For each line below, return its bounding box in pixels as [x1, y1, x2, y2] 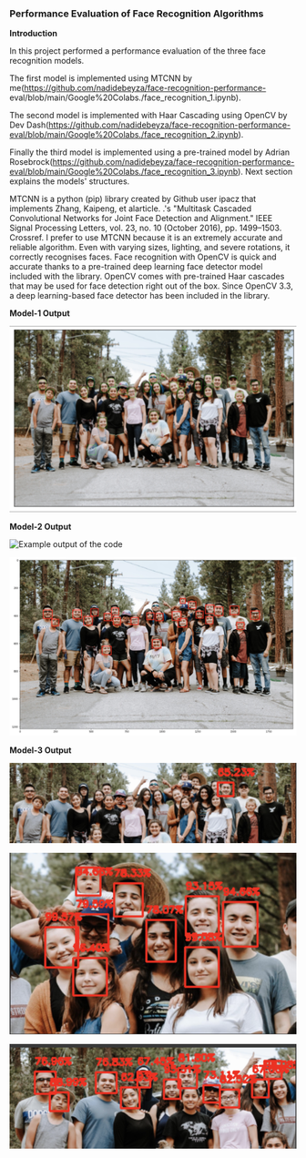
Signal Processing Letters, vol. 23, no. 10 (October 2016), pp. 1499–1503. [9, 222, 282, 234]
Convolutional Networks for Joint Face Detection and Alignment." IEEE [9, 213, 273, 224]
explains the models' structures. [9, 176, 130, 187]
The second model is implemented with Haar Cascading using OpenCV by [9, 110, 288, 121]
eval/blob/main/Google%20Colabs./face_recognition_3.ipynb [9, 167, 239, 178]
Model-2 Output [9, 522, 72, 533]
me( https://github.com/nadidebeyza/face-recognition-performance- [9, 83, 267, 94]
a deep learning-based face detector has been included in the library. [9, 290, 270, 301]
